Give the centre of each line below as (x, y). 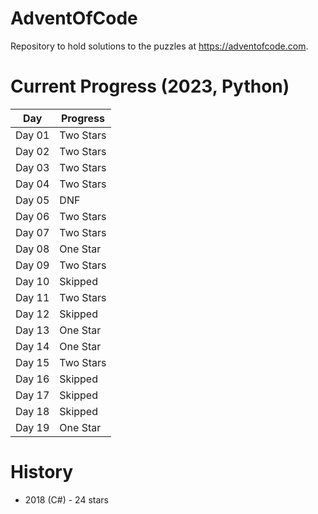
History (42, 472)
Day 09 (32, 265)
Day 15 (32, 362)
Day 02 (32, 151)
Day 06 (32, 216)
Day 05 (32, 200)
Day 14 (32, 346)
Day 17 (32, 395)
